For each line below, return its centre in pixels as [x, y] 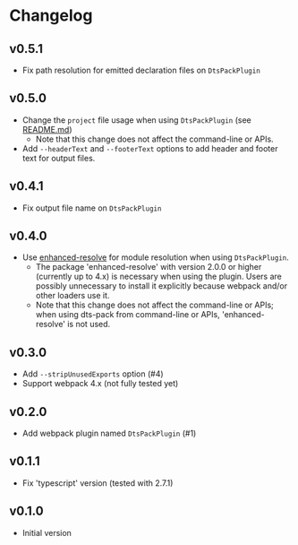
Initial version [47, 532]
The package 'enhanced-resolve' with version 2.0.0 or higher [149, 267]
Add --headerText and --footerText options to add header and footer [150, 148]
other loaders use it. [72, 296]
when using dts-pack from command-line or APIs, [128, 315]
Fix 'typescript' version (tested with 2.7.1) [98, 483]
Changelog [51, 16]
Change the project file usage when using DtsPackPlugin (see [137, 120]
